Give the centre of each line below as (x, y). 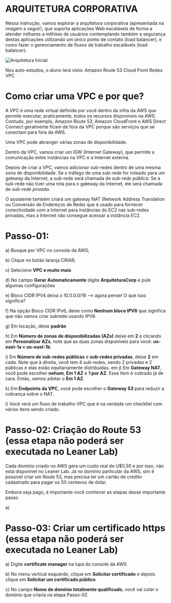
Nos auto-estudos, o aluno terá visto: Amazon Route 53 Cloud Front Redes (84, 70)
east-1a (14, 347)
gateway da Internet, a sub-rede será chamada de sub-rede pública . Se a (83, 178)
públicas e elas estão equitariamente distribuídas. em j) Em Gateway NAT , (84, 368)
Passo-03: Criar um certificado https (85, 528)
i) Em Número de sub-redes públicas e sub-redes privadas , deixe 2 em (82, 357)
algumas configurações (30, 285)
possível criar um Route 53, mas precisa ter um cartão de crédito (74, 477)
